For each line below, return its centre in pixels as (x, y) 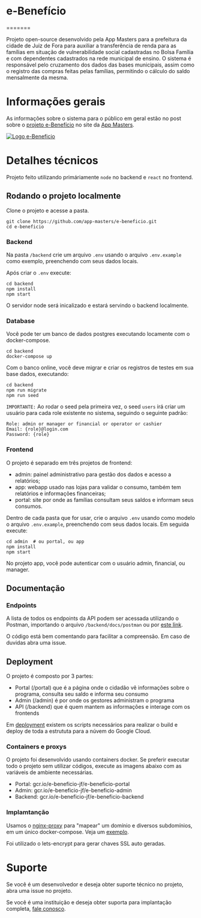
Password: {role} (28, 435)
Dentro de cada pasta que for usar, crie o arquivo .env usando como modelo (100, 517)
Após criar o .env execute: (39, 273)
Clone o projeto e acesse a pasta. (48, 210)
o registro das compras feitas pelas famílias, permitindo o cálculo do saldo (98, 71)
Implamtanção (28, 812)
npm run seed (22, 396)
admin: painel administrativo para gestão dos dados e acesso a (93, 474)
